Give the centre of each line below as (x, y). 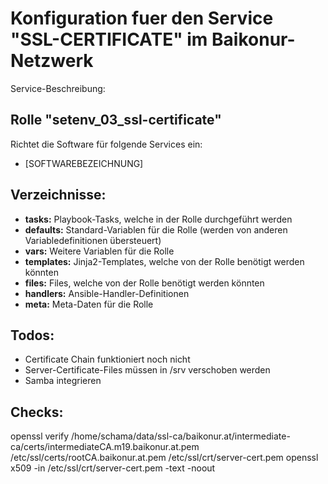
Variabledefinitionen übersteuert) (93, 240)
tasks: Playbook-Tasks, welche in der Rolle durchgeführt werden (158, 219)
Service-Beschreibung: (58, 88)
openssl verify (40, 436)
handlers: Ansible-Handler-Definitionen (107, 293)
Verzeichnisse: (58, 195)
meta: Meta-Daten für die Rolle (89, 304)
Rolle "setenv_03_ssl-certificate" (116, 120)
